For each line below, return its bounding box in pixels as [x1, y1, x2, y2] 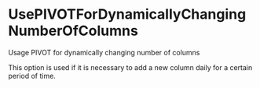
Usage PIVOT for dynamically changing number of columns [8, 48, 200, 57]
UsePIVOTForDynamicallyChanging [8, 5, 247, 23]
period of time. [8, 71, 57, 80]
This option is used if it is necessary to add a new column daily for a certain [8, 62, 253, 72]
